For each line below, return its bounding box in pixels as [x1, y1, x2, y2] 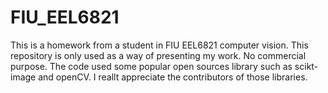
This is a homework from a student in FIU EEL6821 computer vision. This [10, 39, 309, 51]
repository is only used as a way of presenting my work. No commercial [10, 49, 307, 61]
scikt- [294, 60, 319, 72]
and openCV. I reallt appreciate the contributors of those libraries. [38, 71, 308, 83]
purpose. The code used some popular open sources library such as [10, 60, 293, 72]
